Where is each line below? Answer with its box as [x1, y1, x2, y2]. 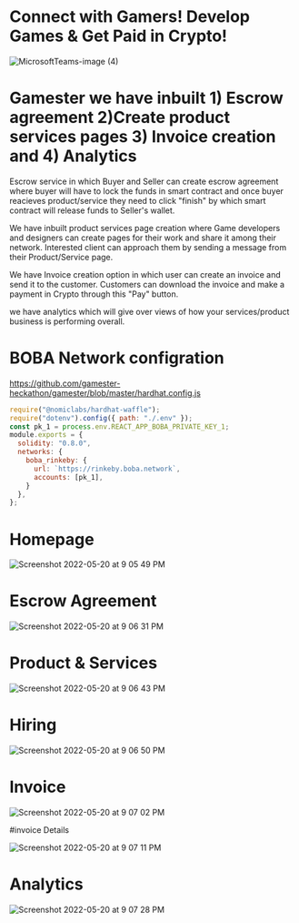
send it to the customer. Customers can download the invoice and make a [9, 279, 284, 289]
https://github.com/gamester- [9, 378, 121, 389]
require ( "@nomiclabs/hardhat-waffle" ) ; [9, 405, 161, 414]
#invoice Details [9, 825, 70, 835]
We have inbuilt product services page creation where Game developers [9, 222, 281, 233]
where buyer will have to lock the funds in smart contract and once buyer [9, 185, 284, 197]
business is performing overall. [9, 316, 125, 327]
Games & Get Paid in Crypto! [9, 25, 228, 46]
